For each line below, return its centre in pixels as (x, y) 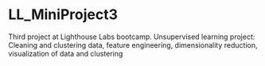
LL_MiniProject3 (63, 15)
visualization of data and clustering (66, 53)
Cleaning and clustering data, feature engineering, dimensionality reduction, (133, 45)
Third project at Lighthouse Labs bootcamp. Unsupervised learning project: (132, 37)
